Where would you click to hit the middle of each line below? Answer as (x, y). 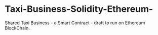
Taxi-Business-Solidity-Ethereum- (79, 9)
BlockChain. (17, 28)
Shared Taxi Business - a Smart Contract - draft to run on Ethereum (75, 23)
